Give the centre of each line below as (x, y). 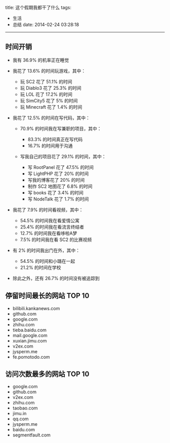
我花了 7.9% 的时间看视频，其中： (48, 210)
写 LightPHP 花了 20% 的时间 (58, 174)
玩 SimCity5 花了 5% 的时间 (49, 100)
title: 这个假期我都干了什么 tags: (38, 7)
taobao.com (25, 408)
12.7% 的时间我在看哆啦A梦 (49, 233)
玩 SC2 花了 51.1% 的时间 (46, 81)
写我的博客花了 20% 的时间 (56, 180)
